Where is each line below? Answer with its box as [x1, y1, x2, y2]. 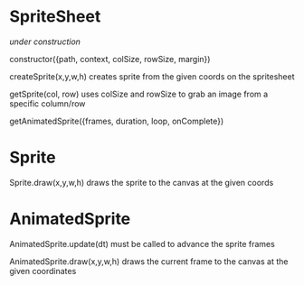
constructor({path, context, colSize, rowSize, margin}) [9, 53, 211, 64]
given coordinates [9, 265, 77, 276]
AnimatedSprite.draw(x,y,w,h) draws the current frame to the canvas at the [9, 255, 289, 267]
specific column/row [9, 97, 86, 109]
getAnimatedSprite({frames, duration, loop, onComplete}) [9, 115, 224, 126]
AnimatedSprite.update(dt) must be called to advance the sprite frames [9, 238, 276, 249]
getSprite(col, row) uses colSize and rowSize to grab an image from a [9, 88, 269, 99]
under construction [9, 36, 81, 47]
